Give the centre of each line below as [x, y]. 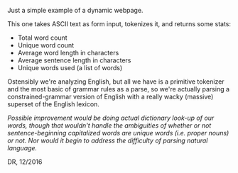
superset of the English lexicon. [53, 104]
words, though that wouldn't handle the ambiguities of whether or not [109, 125]
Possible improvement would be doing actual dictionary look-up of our [111, 118]
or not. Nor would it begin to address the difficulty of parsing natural [108, 140]
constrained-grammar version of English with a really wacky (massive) [110, 96]
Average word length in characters [68, 53]
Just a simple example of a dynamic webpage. [75, 10]
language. [22, 148]
